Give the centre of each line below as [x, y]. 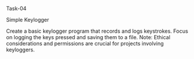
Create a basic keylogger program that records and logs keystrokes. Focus [97, 31]
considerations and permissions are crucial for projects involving [85, 44]
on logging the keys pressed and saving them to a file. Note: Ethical [88, 37]
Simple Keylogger [28, 20]
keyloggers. [21, 50]
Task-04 [16, 8]
